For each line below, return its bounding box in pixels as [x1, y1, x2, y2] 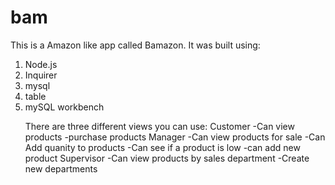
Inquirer [24, 69, 58, 81]
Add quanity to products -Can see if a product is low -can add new [24, 141, 301, 153]
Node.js [24, 58, 58, 70]
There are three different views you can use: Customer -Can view [24, 120, 295, 132]
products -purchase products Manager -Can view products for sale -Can [24, 131, 326, 143]
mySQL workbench [24, 101, 105, 113]
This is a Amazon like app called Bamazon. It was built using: [10, 39, 261, 51]
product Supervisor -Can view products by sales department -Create [24, 152, 310, 164]
